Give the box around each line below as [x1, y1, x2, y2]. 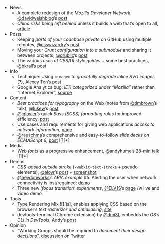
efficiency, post [17, 116, 49, 122]
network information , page [17, 127, 72, 132]
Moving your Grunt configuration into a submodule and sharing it [17, 47, 151, 53]
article [17, 26, 31, 32]
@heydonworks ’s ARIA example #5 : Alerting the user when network [17, 175, 157, 180]
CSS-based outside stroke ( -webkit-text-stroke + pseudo [17, 164, 138, 170]
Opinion [9, 222, 26, 228]
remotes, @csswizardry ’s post [17, 42, 80, 47]
